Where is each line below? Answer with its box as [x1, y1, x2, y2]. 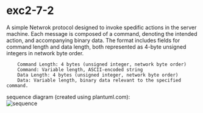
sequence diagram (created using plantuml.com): [6, 93, 130, 100]
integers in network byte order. [6, 49, 84, 56]
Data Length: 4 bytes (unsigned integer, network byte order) [17, 72, 179, 78]
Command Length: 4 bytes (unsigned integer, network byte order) [17, 61, 187, 67]
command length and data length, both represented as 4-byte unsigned [6, 43, 187, 50]
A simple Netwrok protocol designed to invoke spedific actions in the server [6, 24, 197, 31]
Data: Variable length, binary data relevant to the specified [17, 77, 182, 83]
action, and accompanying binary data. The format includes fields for [6, 36, 180, 44]
